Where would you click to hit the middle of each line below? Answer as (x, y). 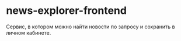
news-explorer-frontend (67, 11)
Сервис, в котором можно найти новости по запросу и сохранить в (90, 27)
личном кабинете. (29, 32)
